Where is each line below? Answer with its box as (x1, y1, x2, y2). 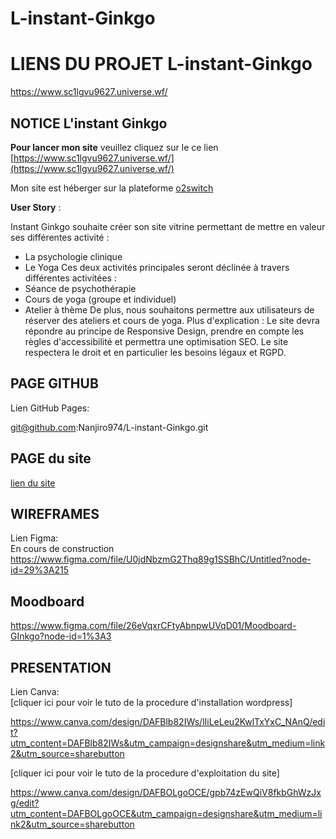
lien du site (10, 477, 56, 489)
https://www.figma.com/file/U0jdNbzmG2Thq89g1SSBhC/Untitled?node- (10, 553, 312, 566)
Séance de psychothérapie (24, 282, 137, 294)
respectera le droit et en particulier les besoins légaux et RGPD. (24, 346, 287, 358)
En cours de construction (10, 543, 115, 555)
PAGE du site (10, 450, 92, 467)
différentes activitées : (24, 272, 117, 284)
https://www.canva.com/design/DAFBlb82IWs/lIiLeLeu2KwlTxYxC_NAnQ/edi (10, 716, 326, 727)
